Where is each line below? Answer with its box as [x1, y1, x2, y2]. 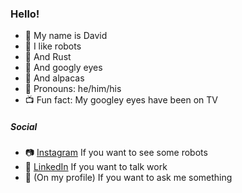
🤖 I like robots [24, 40, 82, 52]
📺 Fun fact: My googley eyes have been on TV [24, 94, 218, 106]
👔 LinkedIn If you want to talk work [24, 161, 168, 173]
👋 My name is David [24, 30, 108, 42]
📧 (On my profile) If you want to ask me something [24, 172, 233, 184]
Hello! [10, 7, 40, 21]
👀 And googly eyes [24, 62, 103, 74]
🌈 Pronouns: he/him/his [24, 83, 122, 95]
